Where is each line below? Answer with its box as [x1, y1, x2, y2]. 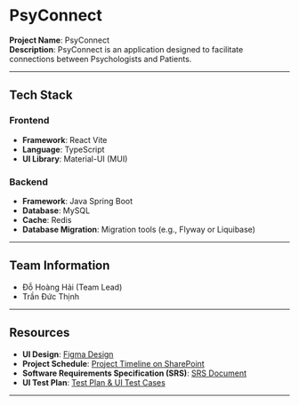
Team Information [9, 258, 110, 274]
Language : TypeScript [21, 144, 105, 155]
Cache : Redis [21, 214, 72, 225]
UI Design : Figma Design [21, 348, 114, 360]
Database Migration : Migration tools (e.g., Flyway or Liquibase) [21, 224, 256, 234]
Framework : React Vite [21, 134, 108, 145]
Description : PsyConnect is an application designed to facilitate [9, 44, 244, 54]
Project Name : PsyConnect [9, 35, 109, 45]
